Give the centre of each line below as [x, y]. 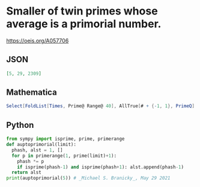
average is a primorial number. [84, 24]
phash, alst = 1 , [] [37, 150]
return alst [27, 173]
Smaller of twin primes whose [82, 11]
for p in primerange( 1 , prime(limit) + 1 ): [64, 156]
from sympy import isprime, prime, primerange [65, 139]
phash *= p [31, 161]
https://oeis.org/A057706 [38, 40]
